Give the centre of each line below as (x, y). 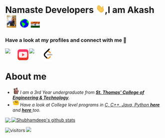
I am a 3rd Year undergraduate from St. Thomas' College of (82, 92)
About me (26, 76)
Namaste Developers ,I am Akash (80, 10)
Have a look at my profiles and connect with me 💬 (66, 40)
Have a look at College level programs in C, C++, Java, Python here (90, 105)
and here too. (26, 110)
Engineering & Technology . (41, 97)
